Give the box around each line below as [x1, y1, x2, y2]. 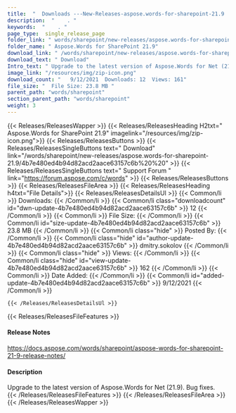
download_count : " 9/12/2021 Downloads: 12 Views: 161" [7, 75, 188, 83]
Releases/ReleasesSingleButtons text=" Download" [7, 144, 156, 152]
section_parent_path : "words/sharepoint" [7, 96, 131, 103]
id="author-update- [136, 233, 194, 242]
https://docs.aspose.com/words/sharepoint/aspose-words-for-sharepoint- [7, 344, 223, 352]
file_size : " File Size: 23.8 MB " [7, 82, 114, 90]
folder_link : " [7, 37, 52, 44]
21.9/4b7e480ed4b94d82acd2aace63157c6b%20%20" [7, 159, 169, 167]
